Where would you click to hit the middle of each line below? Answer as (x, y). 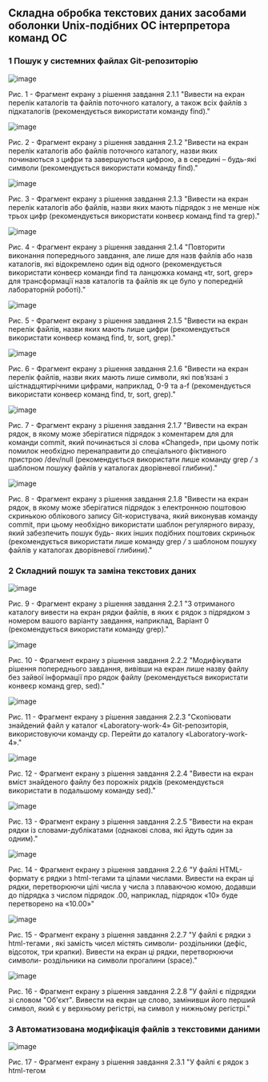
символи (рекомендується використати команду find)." (103, 168)
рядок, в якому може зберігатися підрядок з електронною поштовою (127, 507)
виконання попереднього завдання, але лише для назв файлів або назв (131, 255)
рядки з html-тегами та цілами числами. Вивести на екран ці (150, 878)
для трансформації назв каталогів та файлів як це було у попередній (126, 281)
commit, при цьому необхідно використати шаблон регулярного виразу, (132, 524)
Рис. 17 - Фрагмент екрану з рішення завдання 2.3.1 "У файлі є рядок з (129, 1062)
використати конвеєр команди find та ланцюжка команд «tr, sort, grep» (131, 273)
